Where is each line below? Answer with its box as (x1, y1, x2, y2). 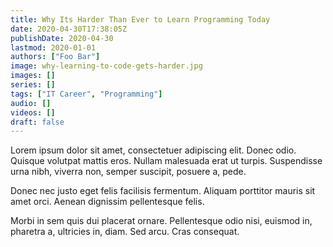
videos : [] (10, 107, 56, 118)
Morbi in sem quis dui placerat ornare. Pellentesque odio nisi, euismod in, (10, 215, 313, 227)
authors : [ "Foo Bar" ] (10, 52, 101, 62)
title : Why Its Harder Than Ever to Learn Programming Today (10, 14, 271, 25)
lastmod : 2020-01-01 (10, 42, 97, 53)
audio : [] (10, 98, 52, 108)
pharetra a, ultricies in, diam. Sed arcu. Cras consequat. (10, 226, 240, 238)
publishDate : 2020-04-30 (10, 33, 114, 43)
